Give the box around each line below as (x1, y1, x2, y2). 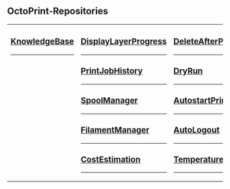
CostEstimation (81, 154, 141, 165)
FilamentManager (81, 125, 150, 136)
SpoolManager (81, 95, 138, 105)
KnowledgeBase (10, 36, 75, 47)
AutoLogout (173, 125, 220, 136)
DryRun (173, 65, 203, 76)
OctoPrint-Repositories (7, 5, 108, 17)
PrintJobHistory (81, 65, 143, 76)
